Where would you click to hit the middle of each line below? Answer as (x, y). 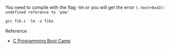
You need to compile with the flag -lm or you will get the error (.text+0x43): (86, 7)
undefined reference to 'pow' (38, 12)
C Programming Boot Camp (42, 41)
